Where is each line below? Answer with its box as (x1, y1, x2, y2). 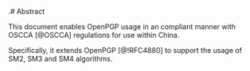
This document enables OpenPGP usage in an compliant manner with (8, 22, 236, 31)
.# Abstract (8, 7, 45, 16)
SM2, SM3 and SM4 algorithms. (8, 54, 113, 63)
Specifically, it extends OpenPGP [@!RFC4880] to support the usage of (8, 46, 243, 54)
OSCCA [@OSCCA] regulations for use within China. (8, 31, 180, 39)
